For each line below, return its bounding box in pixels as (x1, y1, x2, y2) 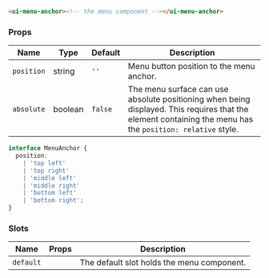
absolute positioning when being (127, 94, 251, 105)
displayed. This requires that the (127, 104, 249, 115)
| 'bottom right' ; (22, 196, 84, 204)
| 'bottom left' (22, 189, 78, 197)
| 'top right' (22, 167, 70, 175)
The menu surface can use (127, 84, 229, 95)
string (53, 66, 75, 77)
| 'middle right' (22, 181, 81, 190)
